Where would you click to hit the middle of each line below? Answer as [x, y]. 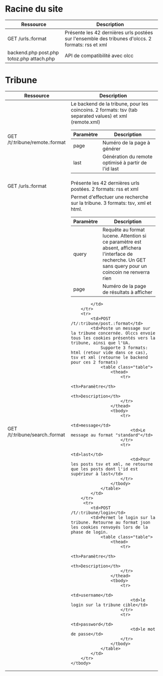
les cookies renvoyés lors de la [109, 527]
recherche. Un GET [124, 260]
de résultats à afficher [128, 292]
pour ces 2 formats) [94, 362]
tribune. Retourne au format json [110, 522]
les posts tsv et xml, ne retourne [112, 464]
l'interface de [118, 254]
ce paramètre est [122, 242]
